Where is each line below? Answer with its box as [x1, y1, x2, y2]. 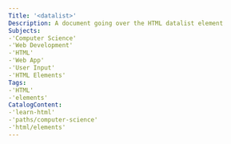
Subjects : [8, 26, 42, 34]
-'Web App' [8, 57, 45, 65]
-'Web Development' [8, 42, 74, 50]
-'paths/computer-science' [8, 116, 98, 124]
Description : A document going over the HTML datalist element [8, 19, 224, 27]
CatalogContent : [8, 101, 62, 109]
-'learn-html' [8, 109, 56, 117]
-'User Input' [8, 64, 56, 72]
